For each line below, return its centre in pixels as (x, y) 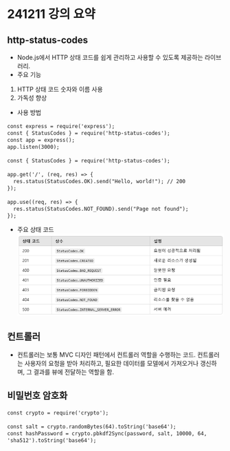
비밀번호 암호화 (37, 396)
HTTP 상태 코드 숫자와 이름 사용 (60, 89)
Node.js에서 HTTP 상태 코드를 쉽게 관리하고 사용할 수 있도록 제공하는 (110, 57)
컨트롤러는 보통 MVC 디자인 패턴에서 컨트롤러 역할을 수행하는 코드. (106, 355)
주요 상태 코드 (35, 229)
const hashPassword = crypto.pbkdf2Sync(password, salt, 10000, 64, (107, 433)
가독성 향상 (32, 98)
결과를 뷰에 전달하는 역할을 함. (74, 372)
